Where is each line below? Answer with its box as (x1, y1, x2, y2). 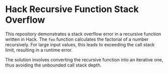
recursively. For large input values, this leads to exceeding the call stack (5, 41, 155, 47)
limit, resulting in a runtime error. (5, 47, 73, 53)
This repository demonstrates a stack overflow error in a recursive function (5, 31, 161, 37)
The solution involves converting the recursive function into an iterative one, (5, 56, 163, 62)
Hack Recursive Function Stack (5, 4, 139, 15)
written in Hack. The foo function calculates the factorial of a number (5, 36, 149, 42)
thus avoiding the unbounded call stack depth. (5, 62, 102, 68)
